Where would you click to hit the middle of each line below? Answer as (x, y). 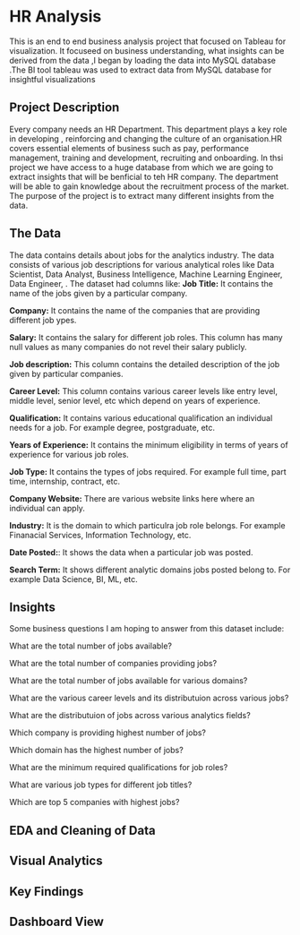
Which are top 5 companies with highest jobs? (94, 802)
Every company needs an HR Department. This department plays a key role (148, 129)
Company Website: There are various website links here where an (132, 498)
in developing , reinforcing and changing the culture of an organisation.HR (146, 138)
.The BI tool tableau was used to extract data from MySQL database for (141, 70)
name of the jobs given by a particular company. (99, 293)
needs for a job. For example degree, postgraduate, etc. (112, 427)
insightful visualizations (52, 79)
